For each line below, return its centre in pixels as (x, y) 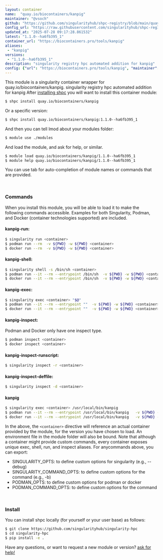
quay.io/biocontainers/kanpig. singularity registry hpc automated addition (78, 87)
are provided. (18, 175)
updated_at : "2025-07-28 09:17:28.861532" (49, 32)
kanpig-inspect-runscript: (32, 355)
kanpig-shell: (19, 259)
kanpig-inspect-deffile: (29, 376)
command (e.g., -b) (32, 477)
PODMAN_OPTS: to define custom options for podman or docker (77, 482)
